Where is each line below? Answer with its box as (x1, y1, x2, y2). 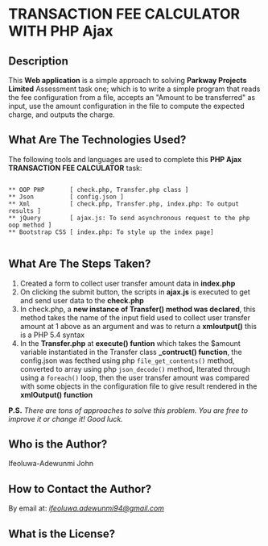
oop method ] (8, 221, 52, 229)
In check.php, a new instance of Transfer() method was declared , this (19, 304, 256, 314)
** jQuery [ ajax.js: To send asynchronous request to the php (8, 214, 250, 222)
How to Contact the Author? (8, 481, 151, 496)
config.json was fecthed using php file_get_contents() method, (19, 356, 235, 365)
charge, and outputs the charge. (8, 110, 115, 119)
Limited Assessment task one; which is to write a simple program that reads (8, 84, 261, 94)
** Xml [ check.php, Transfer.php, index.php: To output (8, 199, 240, 208)
